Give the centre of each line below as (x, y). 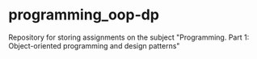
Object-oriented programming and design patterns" (94, 45)
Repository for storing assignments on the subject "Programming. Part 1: (129, 37)
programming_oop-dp (84, 15)
